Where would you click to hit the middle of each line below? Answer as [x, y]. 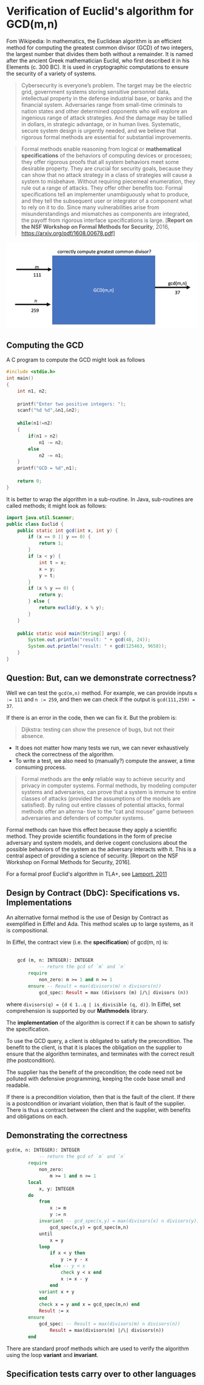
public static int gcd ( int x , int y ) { [68, 531]
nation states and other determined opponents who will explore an [104, 111]
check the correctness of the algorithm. [65, 754]
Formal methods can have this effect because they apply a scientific [92, 829]
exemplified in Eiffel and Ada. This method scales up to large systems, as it [100, 924]
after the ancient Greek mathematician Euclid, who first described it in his [98, 60]
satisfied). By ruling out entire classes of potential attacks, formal [102, 805]
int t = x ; [53, 562]
